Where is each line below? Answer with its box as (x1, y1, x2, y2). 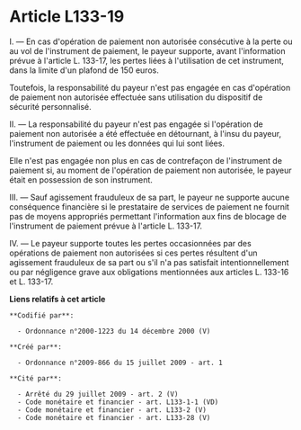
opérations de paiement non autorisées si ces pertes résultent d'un (9, 247, 258, 258)
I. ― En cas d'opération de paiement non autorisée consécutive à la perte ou (9, 36, 293, 47)
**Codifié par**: (9, 310, 75, 320)
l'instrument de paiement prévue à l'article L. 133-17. (9, 220, 203, 231)
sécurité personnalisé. (9, 101, 92, 112)
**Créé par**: (9, 342, 63, 352)
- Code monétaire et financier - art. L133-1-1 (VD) (17, 398, 219, 407)
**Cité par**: (9, 373, 63, 383)
